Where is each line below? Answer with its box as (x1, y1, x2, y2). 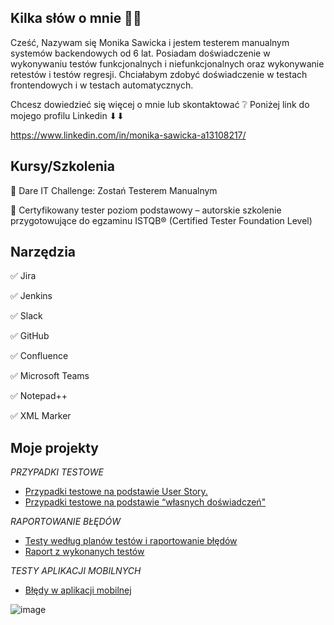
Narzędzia (10, 244, 77, 261)
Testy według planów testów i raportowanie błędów (24, 535, 238, 547)
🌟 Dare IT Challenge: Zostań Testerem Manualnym (10, 184, 218, 196)
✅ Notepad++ (10, 390, 68, 402)
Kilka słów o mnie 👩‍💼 (10, 10, 142, 27)
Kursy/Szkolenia (10, 158, 115, 175)
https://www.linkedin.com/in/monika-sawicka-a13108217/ (10, 129, 247, 141)
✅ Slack (10, 310, 43, 322)
